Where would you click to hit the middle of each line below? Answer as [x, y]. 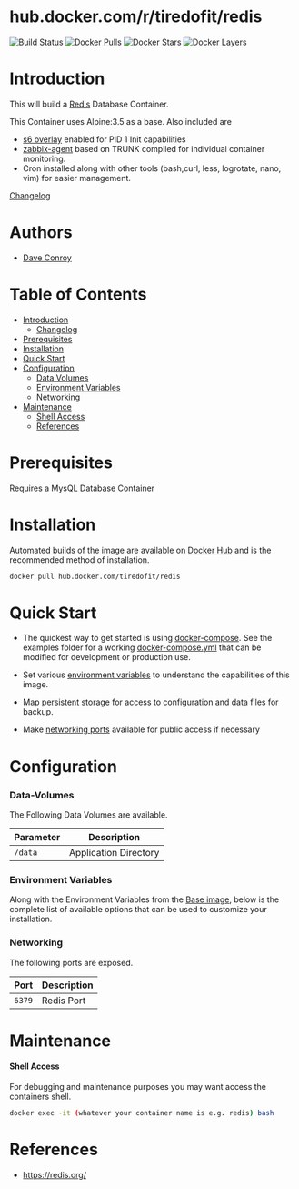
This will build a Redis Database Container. [90, 104]
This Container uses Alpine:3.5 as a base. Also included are [121, 121]
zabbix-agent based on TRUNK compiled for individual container [144, 148]
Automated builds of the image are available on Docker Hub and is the [140, 550]
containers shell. [40, 1096]
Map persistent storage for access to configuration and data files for [150, 702]
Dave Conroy [47, 258]
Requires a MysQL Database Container [82, 488]
